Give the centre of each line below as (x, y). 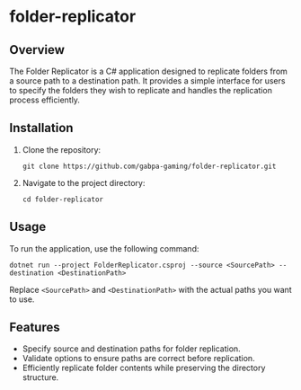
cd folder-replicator (62, 199)
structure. (40, 377)
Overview (37, 50)
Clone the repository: (62, 149)
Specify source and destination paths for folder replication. (131, 349)
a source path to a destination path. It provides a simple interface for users (147, 81)
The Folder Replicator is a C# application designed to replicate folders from (148, 71)
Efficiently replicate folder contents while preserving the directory (144, 368)
